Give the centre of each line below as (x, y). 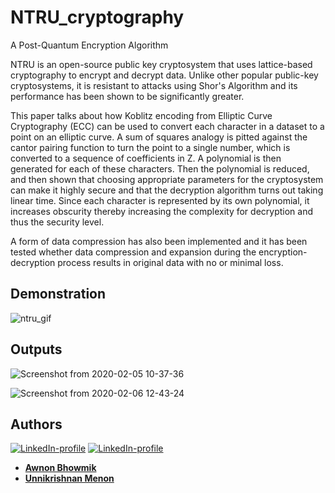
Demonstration (58, 294)
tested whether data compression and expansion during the (133, 252)
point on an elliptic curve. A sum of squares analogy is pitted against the (159, 137)
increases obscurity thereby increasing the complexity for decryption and (162, 211)
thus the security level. (57, 222)
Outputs (36, 349)
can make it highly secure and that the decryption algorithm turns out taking (167, 190)
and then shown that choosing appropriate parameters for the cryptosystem (167, 179)
